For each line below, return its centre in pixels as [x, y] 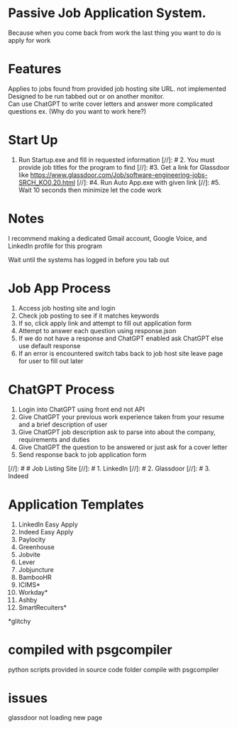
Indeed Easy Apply [46, 531]
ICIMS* [29, 585]
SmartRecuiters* [42, 607]
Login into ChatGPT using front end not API [81, 409]
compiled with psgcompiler [90, 650]
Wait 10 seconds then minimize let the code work [90, 190]
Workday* [33, 592]
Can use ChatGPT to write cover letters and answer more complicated [111, 104]
